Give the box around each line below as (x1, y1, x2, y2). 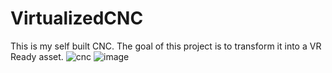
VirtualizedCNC (10, 7, 144, 30)
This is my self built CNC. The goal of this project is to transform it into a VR (10, 40, 322, 52)
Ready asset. (10, 50, 64, 62)
